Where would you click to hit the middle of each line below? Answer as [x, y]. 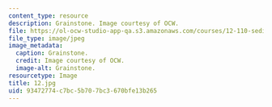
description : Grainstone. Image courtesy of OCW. [94, 23]
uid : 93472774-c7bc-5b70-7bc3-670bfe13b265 [83, 91]
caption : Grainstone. [52, 53]
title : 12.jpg [32, 83]
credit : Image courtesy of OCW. [70, 61]
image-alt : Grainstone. [55, 68]
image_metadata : [36, 46]
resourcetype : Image [43, 76]
